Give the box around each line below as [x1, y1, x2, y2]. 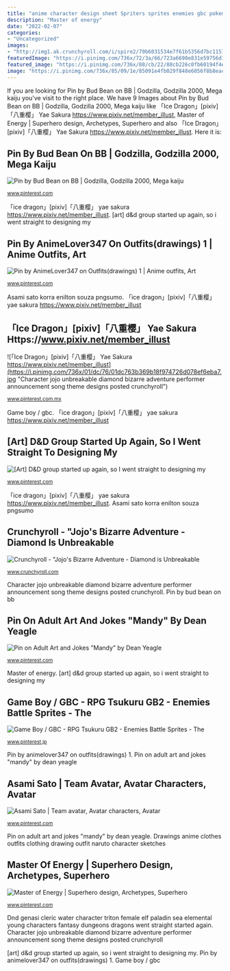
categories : [7, 29, 41, 36]
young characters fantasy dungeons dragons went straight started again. [7, 921, 214, 929]
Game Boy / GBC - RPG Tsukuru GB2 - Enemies [7, 696, 211, 708]
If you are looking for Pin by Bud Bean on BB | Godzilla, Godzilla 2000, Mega [7, 87, 222, 95]
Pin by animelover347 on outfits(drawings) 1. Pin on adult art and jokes [7, 751, 207, 759]
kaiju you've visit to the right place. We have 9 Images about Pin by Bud [7, 93, 209, 102]
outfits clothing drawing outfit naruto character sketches [7, 839, 166, 847]
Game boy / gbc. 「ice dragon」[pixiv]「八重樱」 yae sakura [7, 408, 178, 416]
